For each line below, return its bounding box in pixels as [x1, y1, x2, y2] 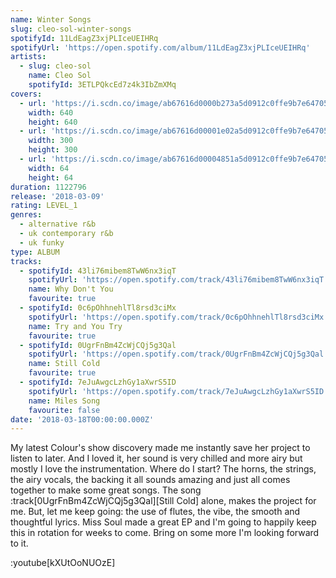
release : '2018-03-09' [10, 191, 105, 201]
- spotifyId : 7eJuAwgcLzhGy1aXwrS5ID [19, 377, 177, 387]
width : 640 [28, 107, 74, 118]
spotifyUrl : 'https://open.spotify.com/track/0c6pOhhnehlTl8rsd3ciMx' [28, 312, 329, 322]
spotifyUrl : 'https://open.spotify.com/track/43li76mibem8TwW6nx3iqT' [28, 275, 329, 285]
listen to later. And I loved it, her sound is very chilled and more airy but [10, 452, 303, 465]
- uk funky [19, 237, 65, 248]
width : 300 [28, 136, 74, 146]
